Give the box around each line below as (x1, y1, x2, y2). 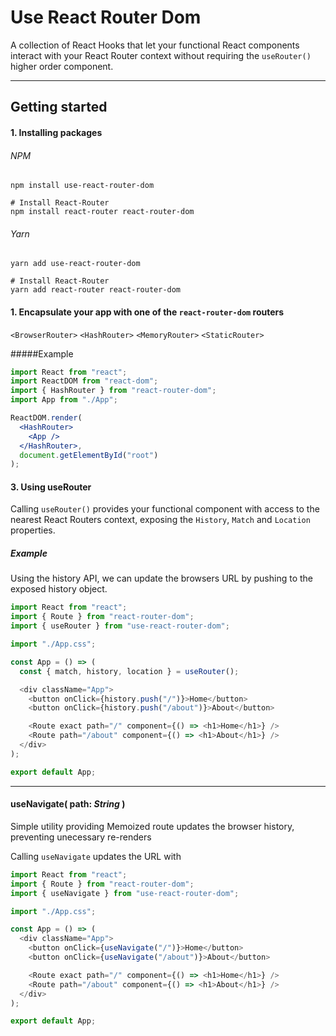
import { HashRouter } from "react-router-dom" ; (10, 386, 217, 396)
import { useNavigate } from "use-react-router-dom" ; (10, 888, 240, 898)
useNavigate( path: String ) (10, 798, 126, 810)
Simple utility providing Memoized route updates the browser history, (10, 820, 295, 832)
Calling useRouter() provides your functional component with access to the (10, 503, 320, 515)
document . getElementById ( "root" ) (19, 450, 159, 460)
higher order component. (10, 60, 114, 72)
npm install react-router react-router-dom (10, 207, 195, 217)
